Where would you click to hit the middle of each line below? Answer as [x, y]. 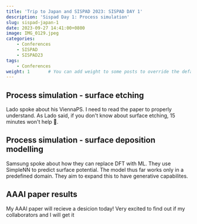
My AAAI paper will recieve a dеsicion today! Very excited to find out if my [96, 208]
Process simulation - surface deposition [81, 140]
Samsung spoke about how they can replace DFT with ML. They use [89, 163]
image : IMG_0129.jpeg [33, 33]
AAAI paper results [42, 194]
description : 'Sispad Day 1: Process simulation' [68, 17]
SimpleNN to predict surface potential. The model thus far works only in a [95, 169]
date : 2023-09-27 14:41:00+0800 [45, 28]
